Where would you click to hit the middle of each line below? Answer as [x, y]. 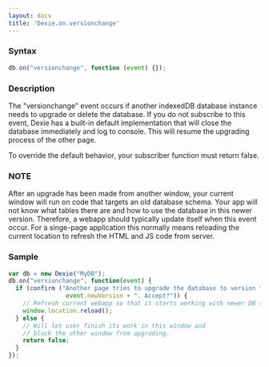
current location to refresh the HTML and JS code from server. [111, 236]
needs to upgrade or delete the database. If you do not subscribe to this [127, 114]
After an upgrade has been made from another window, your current [121, 194]
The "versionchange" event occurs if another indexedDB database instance [133, 106]
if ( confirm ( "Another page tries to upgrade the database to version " [139, 288]
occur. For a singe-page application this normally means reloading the [124, 228]
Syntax [22, 51]
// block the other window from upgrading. [96, 333]
